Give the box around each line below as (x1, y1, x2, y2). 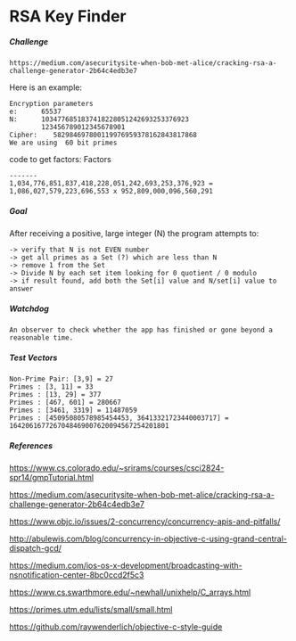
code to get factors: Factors (9, 154, 111, 165)
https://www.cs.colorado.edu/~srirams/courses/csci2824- (9, 463, 225, 473)
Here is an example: (9, 82, 83, 93)
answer (9, 284, 34, 293)
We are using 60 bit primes (9, 138, 118, 148)
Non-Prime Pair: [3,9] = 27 (9, 374, 114, 384)
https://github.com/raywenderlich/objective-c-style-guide (9, 621, 223, 632)
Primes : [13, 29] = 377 (9, 390, 102, 399)
